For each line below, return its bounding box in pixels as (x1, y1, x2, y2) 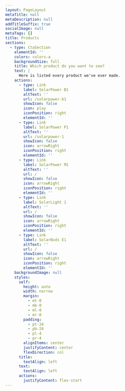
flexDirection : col (23, 350, 65, 355)
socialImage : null (5, 26, 44, 31)
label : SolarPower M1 (23, 162, 69, 167)
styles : (14, 274, 30, 280)
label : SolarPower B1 (23, 87, 69, 92)
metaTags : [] (5, 31, 33, 36)
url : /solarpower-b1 (23, 96, 67, 101)
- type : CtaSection (10, 45, 51, 50)
